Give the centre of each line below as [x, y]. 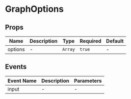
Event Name [22, 81]
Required [91, 41]
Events [16, 67]
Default [115, 41]
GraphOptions [34, 9]
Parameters [88, 81]
